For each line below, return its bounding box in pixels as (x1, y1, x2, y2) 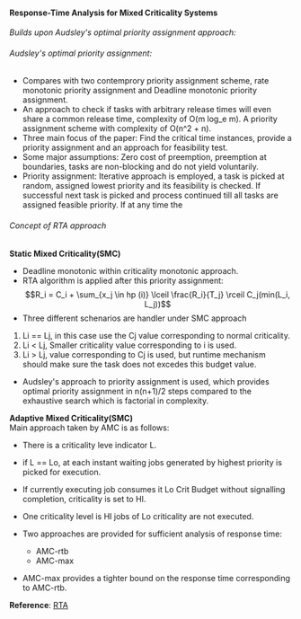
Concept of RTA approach (9, 220, 107, 231)
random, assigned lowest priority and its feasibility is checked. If (22, 181, 261, 191)
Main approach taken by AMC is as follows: (9, 422, 170, 433)
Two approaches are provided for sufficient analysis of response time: (22, 528, 283, 539)
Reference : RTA (9, 599, 69, 610)
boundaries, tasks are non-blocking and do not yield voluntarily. (22, 162, 259, 172)
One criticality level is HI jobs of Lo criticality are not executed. (22, 510, 254, 521)
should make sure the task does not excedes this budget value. (22, 358, 257, 369)
